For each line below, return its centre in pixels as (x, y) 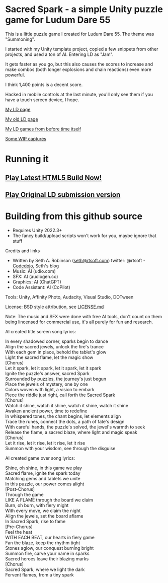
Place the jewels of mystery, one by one (47, 384)
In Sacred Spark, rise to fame (35, 521)
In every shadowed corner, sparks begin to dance (57, 341)
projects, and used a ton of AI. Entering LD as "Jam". (59, 54)
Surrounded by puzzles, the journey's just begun (56, 379)
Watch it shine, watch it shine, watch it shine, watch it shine (67, 405)
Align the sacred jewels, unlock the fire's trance (55, 346)
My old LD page (22, 119)
